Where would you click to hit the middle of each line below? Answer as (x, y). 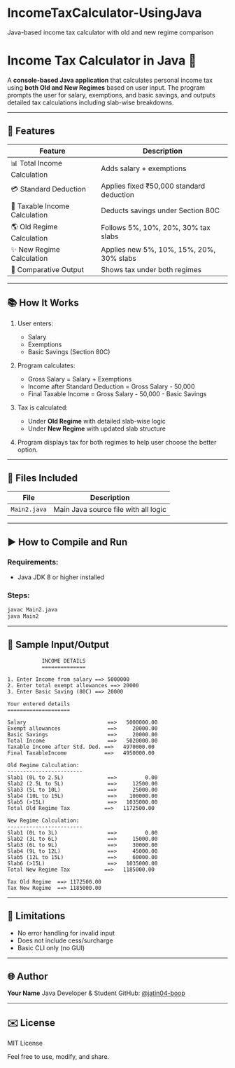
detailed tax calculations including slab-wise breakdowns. (91, 102)
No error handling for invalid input (66, 933)
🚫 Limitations (36, 916)
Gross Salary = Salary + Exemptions (80, 379)
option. (28, 449)
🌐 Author (28, 976)
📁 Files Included (43, 478)
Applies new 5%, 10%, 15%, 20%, (158, 249)
